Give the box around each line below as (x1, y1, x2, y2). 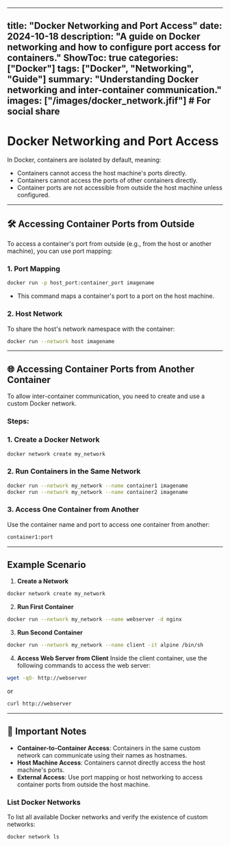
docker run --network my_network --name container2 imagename (7, 488, 188, 495)
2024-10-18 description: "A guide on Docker (7, 31, 201, 42)
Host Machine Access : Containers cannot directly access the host (16, 758, 205, 767)
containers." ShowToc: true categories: (7, 52, 179, 64)
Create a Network (16, 577, 68, 586)
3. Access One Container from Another (7, 505, 139, 514)
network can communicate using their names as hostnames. (16, 751, 188, 759)
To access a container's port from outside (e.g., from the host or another (7, 240, 212, 248)
